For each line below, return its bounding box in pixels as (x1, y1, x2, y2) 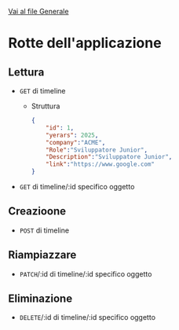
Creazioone (8, 204, 67, 218)
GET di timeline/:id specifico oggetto (19, 182, 135, 191)
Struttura (31, 101, 60, 111)
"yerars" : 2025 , (46, 131, 99, 139)
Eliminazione (8, 292, 73, 306)
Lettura (8, 65, 45, 79)
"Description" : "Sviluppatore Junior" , (46, 153, 173, 161)
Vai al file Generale (8, 7, 69, 16)
